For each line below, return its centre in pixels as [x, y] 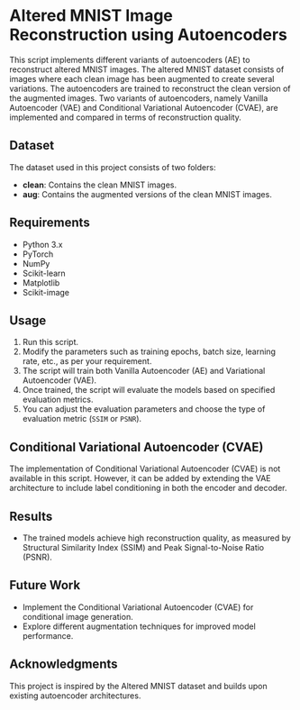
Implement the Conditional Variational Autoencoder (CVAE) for [138, 607]
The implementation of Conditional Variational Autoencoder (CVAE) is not [145, 469]
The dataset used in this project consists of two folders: [113, 167]
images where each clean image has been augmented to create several [142, 78]
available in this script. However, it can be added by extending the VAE [140, 478]
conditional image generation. [77, 616]
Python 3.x [42, 244]
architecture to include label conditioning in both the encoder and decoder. [148, 488]
